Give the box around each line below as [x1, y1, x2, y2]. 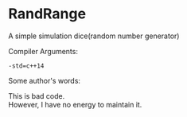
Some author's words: [8, 76, 81, 85]
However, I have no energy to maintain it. [8, 99, 142, 109]
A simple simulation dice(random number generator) [8, 31, 180, 41]
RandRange [8, 5, 86, 23]
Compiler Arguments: [8, 46, 78, 56]
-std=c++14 [8, 61, 45, 70]
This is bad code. [8, 91, 65, 100]
